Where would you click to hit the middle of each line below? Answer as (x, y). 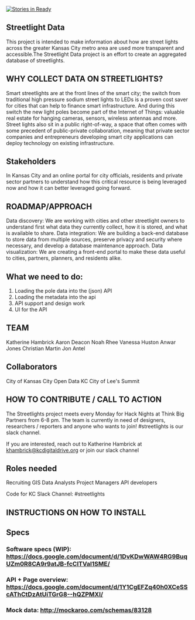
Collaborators (32, 367)
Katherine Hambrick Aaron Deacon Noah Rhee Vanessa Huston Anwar (91, 342)
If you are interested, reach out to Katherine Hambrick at (74, 444)
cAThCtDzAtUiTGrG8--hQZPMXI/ (55, 594)
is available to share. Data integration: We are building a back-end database (97, 233)
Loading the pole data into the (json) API (63, 291)
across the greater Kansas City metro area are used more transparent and (95, 48)
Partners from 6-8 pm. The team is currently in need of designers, (86, 420)
